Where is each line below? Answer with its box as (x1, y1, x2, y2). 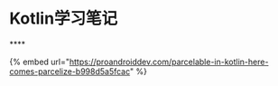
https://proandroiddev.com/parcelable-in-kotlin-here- (69, 56, 269, 67)
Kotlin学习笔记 (9, 8, 118, 29)
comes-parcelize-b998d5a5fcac (9, 65, 131, 77)
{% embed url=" (9, 56, 70, 67)
